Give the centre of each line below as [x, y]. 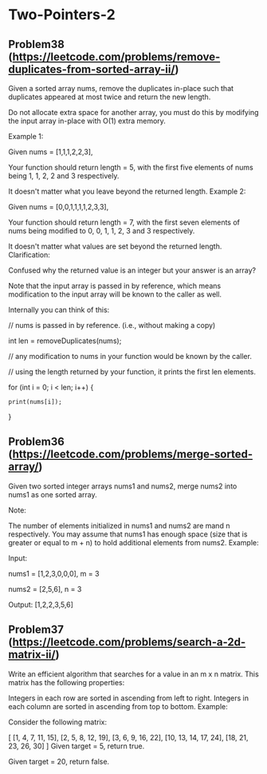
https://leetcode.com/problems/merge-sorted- [133, 455]
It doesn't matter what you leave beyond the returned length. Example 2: [127, 191]
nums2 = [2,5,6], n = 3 [45, 588]
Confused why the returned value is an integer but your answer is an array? [132, 270]
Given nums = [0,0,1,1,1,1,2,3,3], [59, 207]
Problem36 [37, 442]
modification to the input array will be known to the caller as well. [115, 294]
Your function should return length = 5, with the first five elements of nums [131, 167]
